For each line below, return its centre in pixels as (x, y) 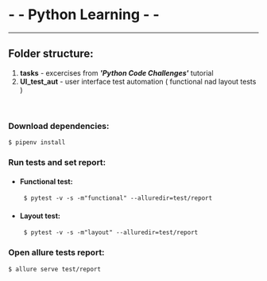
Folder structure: (51, 54)
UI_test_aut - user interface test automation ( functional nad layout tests (138, 81)
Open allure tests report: (56, 252)
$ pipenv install (37, 142)
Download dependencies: (59, 126)
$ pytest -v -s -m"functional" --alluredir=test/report (118, 198)
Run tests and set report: (57, 162)
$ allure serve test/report (55, 269)
